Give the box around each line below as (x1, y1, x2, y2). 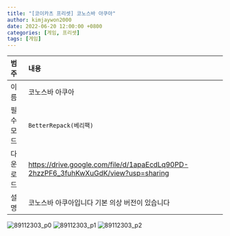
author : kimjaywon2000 (7, 16, 72, 23)
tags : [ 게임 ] (7, 36, 42, 43)
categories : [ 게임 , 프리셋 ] (7, 29, 80, 36)
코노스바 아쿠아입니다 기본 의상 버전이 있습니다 (28, 198, 170, 208)
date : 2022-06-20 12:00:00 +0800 (7, 23, 103, 29)
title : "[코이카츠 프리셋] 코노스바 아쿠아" (7, 10, 116, 17)
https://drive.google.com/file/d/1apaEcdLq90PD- (28, 160, 189, 169)
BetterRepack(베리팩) (28, 121, 94, 130)
